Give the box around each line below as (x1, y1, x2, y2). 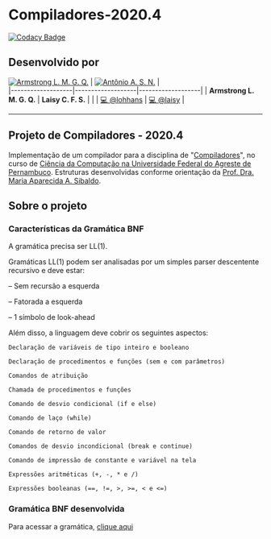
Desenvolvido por (8, 56, 99, 69)
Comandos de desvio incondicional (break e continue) (8, 442, 194, 450)
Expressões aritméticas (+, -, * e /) (8, 471, 139, 479)
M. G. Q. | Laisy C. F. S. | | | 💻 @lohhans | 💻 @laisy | (8, 94, 185, 104)
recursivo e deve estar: (8, 266, 85, 276)
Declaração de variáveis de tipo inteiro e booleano (8, 344, 190, 352)
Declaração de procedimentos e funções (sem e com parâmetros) (8, 358, 226, 366)
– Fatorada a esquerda (8, 296, 83, 307)
